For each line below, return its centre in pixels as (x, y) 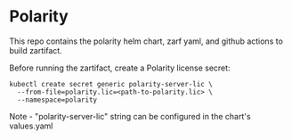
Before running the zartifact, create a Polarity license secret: (120, 68)
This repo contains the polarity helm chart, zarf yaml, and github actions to (146, 41)
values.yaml (31, 126)
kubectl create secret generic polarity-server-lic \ (111, 84)
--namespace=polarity (57, 100)
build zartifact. (36, 50)
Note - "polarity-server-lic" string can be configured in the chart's (130, 116)
